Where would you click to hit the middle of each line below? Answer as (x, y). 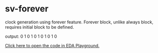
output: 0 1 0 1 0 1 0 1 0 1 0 (31, 36)
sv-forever (27, 9)
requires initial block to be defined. (39, 27)
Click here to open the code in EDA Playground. (52, 45)
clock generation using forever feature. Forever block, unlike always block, (79, 22)
